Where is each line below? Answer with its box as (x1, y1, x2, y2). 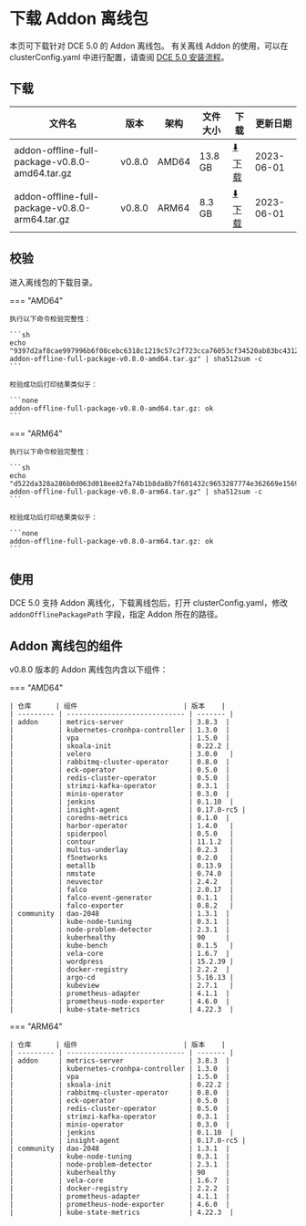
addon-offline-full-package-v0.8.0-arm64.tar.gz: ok (9, 536, 214, 545)
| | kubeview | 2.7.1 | (9, 982, 234, 991)
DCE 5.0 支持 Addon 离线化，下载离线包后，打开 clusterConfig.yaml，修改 (9, 597, 289, 608)
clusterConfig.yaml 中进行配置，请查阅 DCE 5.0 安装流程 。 (9, 51, 229, 62)
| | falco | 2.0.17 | (9, 886, 234, 895)
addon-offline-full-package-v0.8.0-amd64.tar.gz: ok (9, 403, 214, 413)
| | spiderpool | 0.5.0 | (9, 829, 234, 839)
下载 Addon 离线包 (9, 8, 148, 29)
